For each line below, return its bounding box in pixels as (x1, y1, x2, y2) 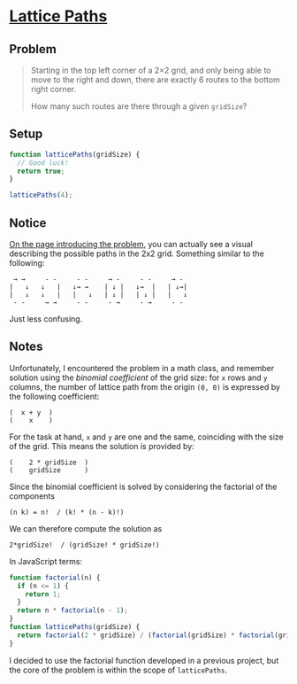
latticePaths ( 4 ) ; (9, 190, 73, 200)
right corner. (30, 84, 77, 94)
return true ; (17, 167, 65, 175)
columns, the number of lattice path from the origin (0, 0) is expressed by (9, 381, 281, 392)
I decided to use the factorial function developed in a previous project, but (9, 655, 279, 665)
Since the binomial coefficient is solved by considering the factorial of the (9, 481, 278, 492)
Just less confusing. (9, 314, 83, 324)
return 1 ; (25, 589, 62, 599)
